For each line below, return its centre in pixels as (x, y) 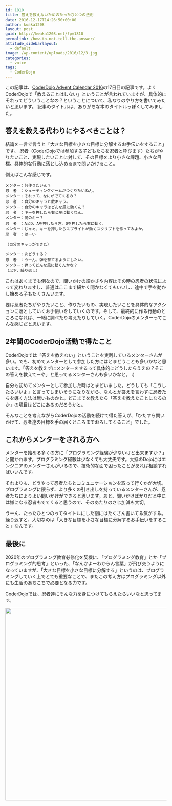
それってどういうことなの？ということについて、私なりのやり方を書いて (81, 100)
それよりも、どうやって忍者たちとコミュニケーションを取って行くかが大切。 (86, 483)
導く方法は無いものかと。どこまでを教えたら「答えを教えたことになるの (90, 398)
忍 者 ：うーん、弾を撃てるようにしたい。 (45, 260)
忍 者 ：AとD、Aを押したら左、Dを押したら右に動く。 (56, 223)
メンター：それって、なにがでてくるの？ (41, 196)
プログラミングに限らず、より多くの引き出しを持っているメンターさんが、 (83, 489)
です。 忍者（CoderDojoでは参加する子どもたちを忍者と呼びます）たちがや (84, 151)
